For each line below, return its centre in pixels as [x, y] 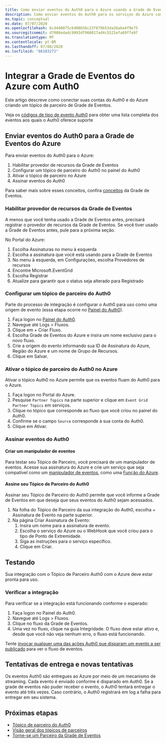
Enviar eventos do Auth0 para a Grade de [70, 136]
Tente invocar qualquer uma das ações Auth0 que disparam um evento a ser [83, 643]
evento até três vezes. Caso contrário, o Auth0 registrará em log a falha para [83, 692]
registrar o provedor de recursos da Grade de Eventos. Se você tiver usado [82, 225]
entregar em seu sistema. [31, 697]
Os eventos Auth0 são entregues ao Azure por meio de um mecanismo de [81, 676]
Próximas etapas [31, 713]
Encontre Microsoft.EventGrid [42, 270]
